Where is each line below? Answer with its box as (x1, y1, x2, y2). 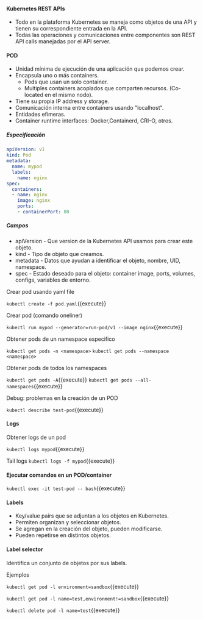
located (24, 91, 44, 99)
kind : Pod (6, 152, 32, 159)
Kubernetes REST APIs (6, 5, 65, 12)
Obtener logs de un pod (6, 433, 66, 441)
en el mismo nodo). (45, 91, 93, 99)
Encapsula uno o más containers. (15, 72, 99, 79)
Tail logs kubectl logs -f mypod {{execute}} (6, 457, 115, 465)
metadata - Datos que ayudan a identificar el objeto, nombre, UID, (15, 257, 181, 264)
